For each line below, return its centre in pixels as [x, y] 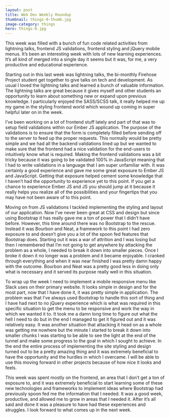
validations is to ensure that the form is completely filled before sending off [83, 133]
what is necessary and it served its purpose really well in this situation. [79, 272]
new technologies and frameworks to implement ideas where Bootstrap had [84, 389]
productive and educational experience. [47, 65]
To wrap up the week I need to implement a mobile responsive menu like [81, 282]
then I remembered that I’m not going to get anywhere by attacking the [79, 245]
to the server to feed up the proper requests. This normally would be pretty [83, 138]
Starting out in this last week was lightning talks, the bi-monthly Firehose [81, 74]
